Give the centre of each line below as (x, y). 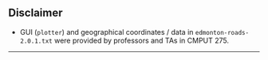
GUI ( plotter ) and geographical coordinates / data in (106, 32)
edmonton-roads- (222, 32)
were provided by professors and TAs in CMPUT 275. (142, 40)
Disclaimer (35, 13)
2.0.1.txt (36, 41)
